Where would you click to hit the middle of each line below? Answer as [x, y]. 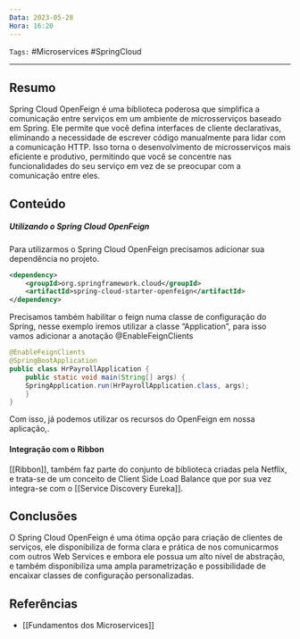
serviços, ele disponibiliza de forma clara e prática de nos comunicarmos [144, 547]
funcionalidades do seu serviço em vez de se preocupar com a [125, 166]
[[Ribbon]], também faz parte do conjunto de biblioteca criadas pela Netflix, [148, 469]
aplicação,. [29, 429]
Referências [44, 604]
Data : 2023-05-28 [42, 17]
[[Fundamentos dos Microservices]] [88, 626]
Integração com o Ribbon [57, 449]
